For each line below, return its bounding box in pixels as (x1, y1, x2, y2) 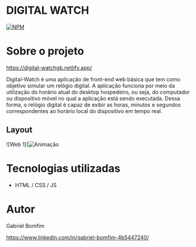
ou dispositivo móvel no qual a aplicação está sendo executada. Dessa (6, 94, 180, 102)
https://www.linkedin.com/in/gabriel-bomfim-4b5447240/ (6, 234, 149, 241)
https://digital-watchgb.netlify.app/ (6, 64, 93, 71)
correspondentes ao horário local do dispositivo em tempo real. (6, 107, 163, 114)
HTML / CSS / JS (14, 181, 57, 188)
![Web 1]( (6, 141, 29, 148)
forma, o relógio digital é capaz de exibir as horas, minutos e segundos (6, 101, 181, 108)
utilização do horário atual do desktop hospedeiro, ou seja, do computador (6, 88, 190, 96)
